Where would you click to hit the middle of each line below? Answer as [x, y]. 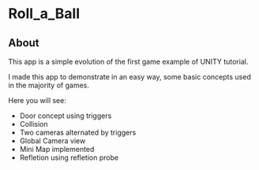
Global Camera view [53, 141]
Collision [34, 124]
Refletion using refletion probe [69, 157]
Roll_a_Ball [44, 14]
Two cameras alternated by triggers [78, 132]
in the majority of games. [49, 85]
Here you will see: [38, 100]
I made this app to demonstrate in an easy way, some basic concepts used [129, 77]
